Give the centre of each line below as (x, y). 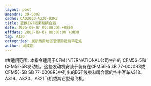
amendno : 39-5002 (23, 14)
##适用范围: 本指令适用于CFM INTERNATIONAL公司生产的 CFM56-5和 (75, 60)
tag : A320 (15, 37)
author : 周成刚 (19, 46)
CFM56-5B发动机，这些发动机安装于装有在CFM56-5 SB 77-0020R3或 (75, 66)
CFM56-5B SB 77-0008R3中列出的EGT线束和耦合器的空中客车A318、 (75, 72)
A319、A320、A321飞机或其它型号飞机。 (46, 78)
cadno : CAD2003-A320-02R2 (31, 18)
